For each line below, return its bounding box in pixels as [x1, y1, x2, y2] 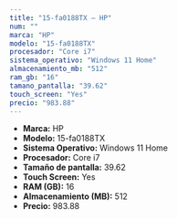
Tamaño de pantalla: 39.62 [22, 162, 126, 173]
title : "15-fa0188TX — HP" [9, 13, 112, 23]
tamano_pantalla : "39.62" [9, 81, 108, 90]
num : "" [9, 22, 39, 31]
